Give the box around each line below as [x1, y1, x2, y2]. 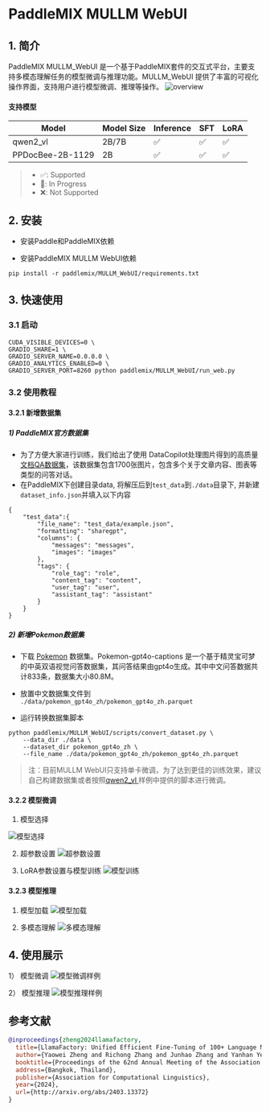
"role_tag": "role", [51, 569, 121, 578]
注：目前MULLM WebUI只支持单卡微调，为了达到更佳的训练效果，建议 [27, 766, 262, 775]
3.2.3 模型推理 [8, 886, 56, 895]
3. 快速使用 [8, 293, 63, 307]
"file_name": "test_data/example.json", [37, 520, 174, 528]
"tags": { [37, 563, 70, 571]
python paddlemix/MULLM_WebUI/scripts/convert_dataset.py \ [8, 729, 215, 737]
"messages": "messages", [51, 541, 135, 550]
